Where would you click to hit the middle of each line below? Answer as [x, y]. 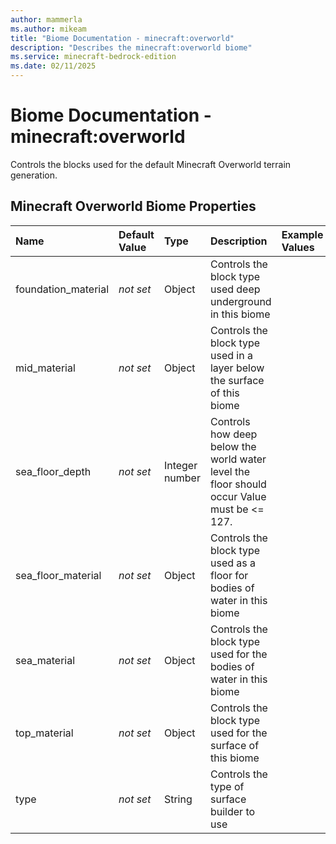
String [178, 799]
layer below [237, 368]
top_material [44, 733]
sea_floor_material [58, 575]
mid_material [45, 368]
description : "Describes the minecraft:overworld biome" [131, 47]
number [182, 478]
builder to [232, 811]
